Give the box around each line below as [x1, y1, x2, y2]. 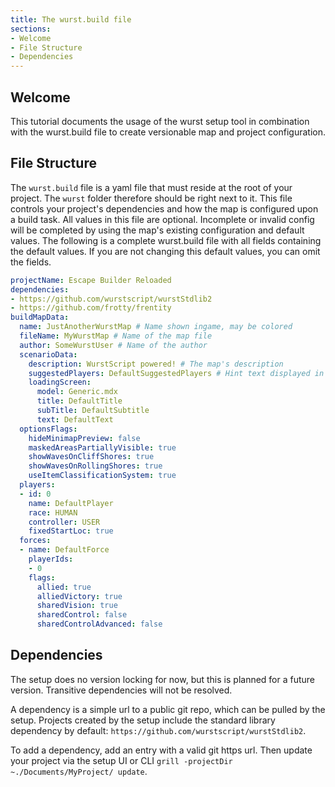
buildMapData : [10, 312, 70, 323]
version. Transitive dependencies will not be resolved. [10, 684, 233, 696]
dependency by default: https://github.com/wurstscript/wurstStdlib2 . [10, 724, 307, 736]
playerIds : [28, 554, 74, 564]
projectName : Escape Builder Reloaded [10, 275, 172, 285]
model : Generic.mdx [36, 387, 118, 397]
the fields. [10, 256, 52, 268]
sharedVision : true [36, 601, 118, 611]
